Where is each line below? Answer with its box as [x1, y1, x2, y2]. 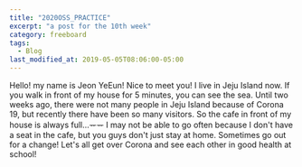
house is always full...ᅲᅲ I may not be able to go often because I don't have [9, 119, 294, 130]
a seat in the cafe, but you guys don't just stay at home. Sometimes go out [9, 130, 287, 140]
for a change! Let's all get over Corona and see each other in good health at [9, 139, 292, 150]
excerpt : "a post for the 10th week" [9, 22, 152, 31]
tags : [9, 38, 30, 48]
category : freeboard [9, 30, 88, 39]
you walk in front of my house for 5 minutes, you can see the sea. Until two [9, 89, 289, 100]
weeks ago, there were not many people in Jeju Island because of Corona [9, 99, 285, 109]
